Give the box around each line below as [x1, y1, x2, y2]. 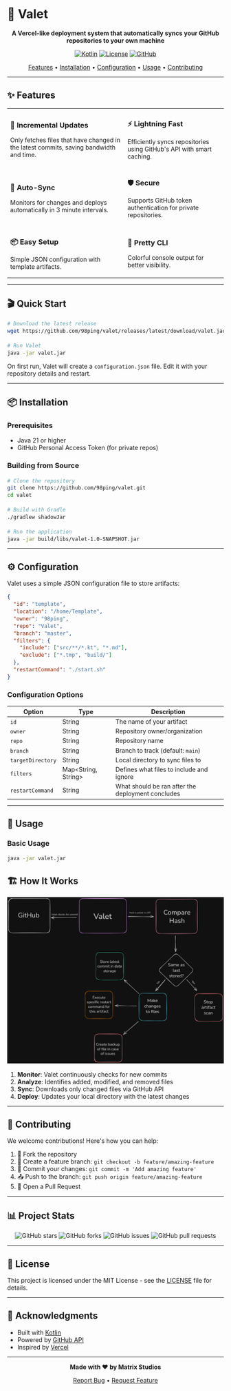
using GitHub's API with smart [127, 145, 212, 153]
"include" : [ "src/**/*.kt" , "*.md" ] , [19, 644, 128, 651]
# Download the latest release [7, 321, 97, 327]
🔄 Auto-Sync [10, 183, 56, 192]
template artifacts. [10, 262, 62, 271]
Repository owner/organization [115, 727, 203, 735]
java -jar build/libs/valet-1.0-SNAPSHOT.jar [7, 536, 140, 542]
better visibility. [127, 261, 171, 270]
